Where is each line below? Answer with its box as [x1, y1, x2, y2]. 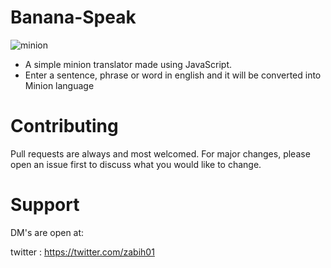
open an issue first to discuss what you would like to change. [10, 158, 262, 170]
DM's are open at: [10, 226, 85, 238]
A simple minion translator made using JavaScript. [24, 58, 233, 70]
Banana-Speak [10, 6, 137, 29]
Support [10, 194, 80, 216]
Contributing [10, 115, 119, 138]
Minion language [24, 79, 95, 91]
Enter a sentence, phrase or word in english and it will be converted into [24, 69, 322, 81]
